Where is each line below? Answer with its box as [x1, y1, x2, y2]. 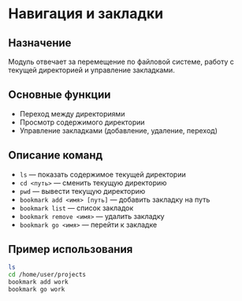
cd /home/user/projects [8, 271, 87, 279]
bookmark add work [8, 278, 69, 286]
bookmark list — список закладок [19, 203, 134, 213]
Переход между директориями [19, 109, 125, 118]
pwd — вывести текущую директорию [19, 186, 146, 195]
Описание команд [8, 149, 103, 162]
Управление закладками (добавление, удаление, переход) [19, 125, 218, 135]
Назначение [8, 36, 72, 50]
